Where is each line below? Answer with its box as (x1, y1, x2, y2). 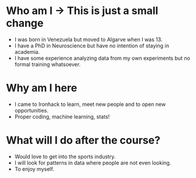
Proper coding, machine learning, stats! (14, 113, 110, 120)
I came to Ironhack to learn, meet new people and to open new (14, 101, 166, 108)
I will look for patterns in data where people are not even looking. (14, 159, 171, 166)
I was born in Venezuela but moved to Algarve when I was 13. (14, 36, 163, 43)
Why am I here (6, 81, 77, 95)
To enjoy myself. (14, 165, 54, 172)
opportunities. (14, 107, 49, 114)
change (6, 16, 44, 30)
